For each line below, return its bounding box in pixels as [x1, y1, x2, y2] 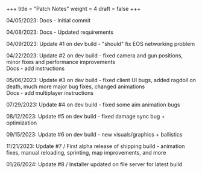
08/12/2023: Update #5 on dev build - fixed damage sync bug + [6, 113, 165, 120]
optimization [6, 119, 37, 126]
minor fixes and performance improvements [6, 59, 116, 65]
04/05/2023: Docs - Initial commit [6, 17, 91, 24]
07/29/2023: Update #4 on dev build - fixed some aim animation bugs [6, 101, 180, 108]
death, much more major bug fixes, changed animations [6, 83, 145, 90]
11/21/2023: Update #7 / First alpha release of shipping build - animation [6, 143, 185, 150]
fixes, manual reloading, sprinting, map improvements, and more [6, 149, 166, 156]
